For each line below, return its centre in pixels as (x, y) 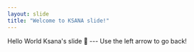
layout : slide (28, 14)
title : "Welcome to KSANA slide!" (59, 21)
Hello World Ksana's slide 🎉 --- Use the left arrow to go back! (97, 41)
